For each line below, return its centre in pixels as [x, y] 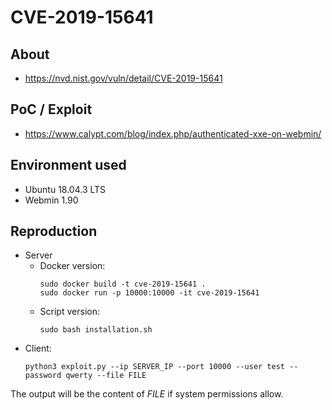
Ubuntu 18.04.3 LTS [65, 189]
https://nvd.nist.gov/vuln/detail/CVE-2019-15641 [123, 78]
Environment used [68, 165]
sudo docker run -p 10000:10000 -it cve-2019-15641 [149, 293]
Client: [38, 348]
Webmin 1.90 [51, 200]
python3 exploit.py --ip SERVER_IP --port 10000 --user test [155, 367]
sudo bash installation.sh [96, 330]
